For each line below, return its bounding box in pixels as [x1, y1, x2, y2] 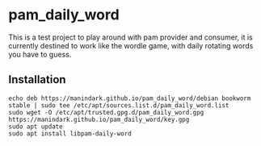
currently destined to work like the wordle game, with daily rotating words [8, 40, 254, 50]
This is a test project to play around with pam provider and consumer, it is [8, 32, 253, 42]
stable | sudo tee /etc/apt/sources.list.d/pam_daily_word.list [8, 101, 229, 110]
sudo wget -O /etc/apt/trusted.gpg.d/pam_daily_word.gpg [8, 108, 204, 116]
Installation [8, 73, 66, 86]
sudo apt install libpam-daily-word [8, 129, 132, 138]
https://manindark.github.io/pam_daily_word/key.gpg [8, 115, 190, 123]
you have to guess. [8, 49, 72, 59]
